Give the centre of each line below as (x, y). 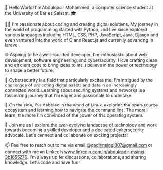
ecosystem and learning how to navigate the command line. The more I (76, 110)
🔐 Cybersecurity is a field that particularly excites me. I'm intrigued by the (79, 80)
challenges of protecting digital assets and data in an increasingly (71, 85)
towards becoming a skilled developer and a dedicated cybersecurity (75, 130)
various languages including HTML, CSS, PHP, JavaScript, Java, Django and (82, 35)
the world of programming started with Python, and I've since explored (76, 30)
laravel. (12, 45)
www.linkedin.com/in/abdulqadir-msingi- (105, 152)
